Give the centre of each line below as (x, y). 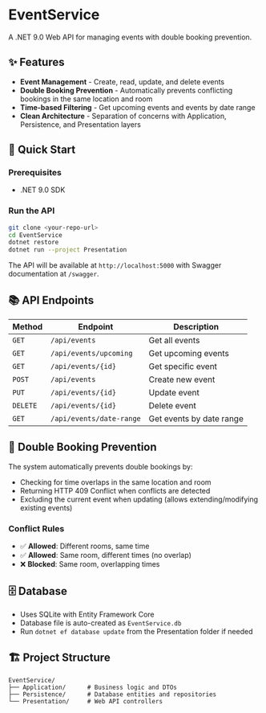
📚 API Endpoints (51, 300)
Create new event (182, 379)
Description (196, 327)
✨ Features (36, 62)
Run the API (32, 211)
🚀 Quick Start (42, 150)
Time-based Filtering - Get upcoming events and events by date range (137, 107)
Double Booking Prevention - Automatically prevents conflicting (126, 90)
